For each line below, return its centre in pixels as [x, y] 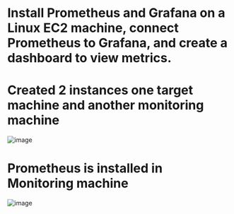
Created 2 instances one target [100, 90]
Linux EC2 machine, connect [93, 28]
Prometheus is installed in [85, 168]
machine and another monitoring [106, 106]
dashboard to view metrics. [89, 58]
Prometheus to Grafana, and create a [118, 43]
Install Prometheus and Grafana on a [116, 13]
